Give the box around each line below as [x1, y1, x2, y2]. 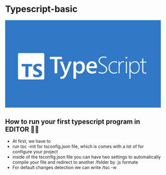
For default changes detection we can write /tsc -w [12, 165, 117, 171]
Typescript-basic [5, 3, 78, 15]
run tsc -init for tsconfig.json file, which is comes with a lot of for [12, 143, 144, 149]
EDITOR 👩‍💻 [5, 125, 40, 133]
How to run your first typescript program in [5, 117, 140, 126]
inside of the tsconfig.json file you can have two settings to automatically [12, 154, 161, 160]
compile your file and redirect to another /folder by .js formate [12, 159, 138, 165]
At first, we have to [12, 138, 51, 144]
